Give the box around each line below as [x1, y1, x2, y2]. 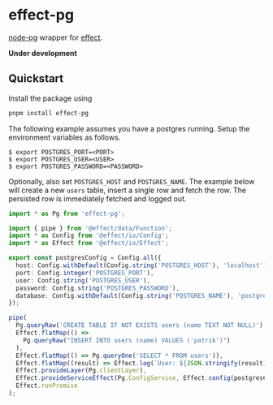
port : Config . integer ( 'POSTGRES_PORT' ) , [15, 269, 154, 277]
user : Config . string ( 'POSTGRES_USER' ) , [15, 276, 151, 285]
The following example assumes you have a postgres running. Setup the [8, 123, 250, 133]
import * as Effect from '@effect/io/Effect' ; [8, 239, 169, 248]
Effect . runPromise [15, 381, 79, 390]
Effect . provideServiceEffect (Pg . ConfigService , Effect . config [15, 374, 231, 382]
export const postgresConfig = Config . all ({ [8, 254, 162, 262]
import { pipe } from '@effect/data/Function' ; [8, 224, 173, 232]
